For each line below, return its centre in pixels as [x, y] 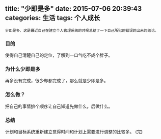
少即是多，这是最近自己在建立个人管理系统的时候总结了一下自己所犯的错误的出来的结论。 [82, 30]
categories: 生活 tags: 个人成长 [53, 18]
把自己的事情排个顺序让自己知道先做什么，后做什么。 [59, 106]
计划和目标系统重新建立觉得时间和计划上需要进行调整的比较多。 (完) [74, 132]
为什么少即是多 [23, 69]
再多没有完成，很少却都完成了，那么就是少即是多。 [57, 81]
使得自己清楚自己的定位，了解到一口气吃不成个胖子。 [59, 55]
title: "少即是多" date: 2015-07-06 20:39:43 [74, 9]
